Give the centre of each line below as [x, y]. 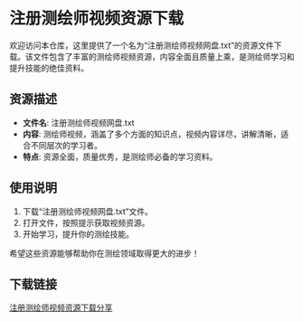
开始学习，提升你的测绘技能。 [78, 234]
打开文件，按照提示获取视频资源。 [86, 222]
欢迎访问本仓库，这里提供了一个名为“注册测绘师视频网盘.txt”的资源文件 [142, 45]
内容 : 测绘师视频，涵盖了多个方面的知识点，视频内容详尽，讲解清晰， [151, 134]
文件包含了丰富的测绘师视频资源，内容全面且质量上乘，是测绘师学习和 [164, 56]
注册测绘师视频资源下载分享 [61, 307]
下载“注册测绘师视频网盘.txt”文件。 [88, 211]
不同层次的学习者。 [66, 145]
